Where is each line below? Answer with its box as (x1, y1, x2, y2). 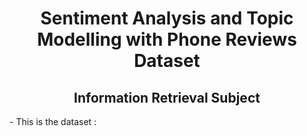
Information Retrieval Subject (73, 89, 261, 106)
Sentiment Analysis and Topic (40, 7, 294, 30)
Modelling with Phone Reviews (37, 28, 297, 51)
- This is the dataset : (9, 116, 97, 127)
